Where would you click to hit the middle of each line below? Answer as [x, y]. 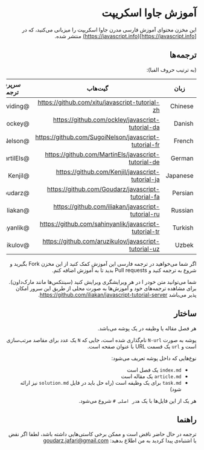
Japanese [180, 175]
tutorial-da [144, 127]
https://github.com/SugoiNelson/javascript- [97, 137]
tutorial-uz [144, 249]
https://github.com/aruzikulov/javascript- [101, 241]
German [182, 158]
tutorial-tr [146, 231]
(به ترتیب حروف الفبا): [171, 69]
